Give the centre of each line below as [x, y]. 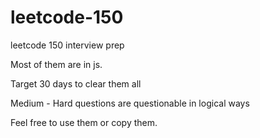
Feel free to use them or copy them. [84, 122]
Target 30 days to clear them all [76, 83]
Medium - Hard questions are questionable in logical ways [130, 103]
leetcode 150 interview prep [67, 45]
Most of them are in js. [56, 64]
